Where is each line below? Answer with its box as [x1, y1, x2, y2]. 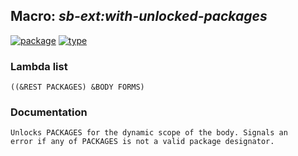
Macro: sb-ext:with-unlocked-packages [10, 8, 268, 25]
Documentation [10, 105, 88, 119]
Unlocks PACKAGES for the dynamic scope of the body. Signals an [10, 128, 288, 138]
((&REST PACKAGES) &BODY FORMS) [10, 82, 145, 93]
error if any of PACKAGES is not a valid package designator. [10, 137, 275, 147]
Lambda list [10, 59, 68, 73]
